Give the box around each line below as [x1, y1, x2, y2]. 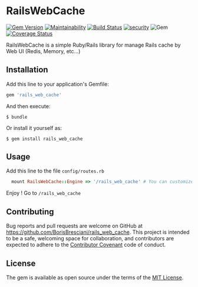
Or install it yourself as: [6, 124, 62, 131]
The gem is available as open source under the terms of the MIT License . [6, 273, 184, 281]
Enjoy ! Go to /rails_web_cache [6, 190, 81, 197]
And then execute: [6, 102, 51, 110]
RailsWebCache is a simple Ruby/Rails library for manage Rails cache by [6, 41, 181, 48]
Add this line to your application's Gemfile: [6, 80, 109, 87]
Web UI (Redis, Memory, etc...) [6, 47, 81, 54]
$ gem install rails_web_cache [6, 136, 83, 142]
